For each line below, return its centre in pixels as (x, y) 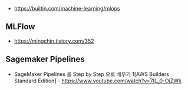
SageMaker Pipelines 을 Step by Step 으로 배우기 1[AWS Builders (91, 74)
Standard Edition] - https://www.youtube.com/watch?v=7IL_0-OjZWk (98, 81)
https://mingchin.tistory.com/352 (54, 41)
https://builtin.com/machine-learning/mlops (67, 8)
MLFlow (20, 27)
